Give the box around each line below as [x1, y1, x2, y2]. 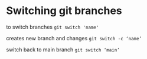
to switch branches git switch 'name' [6, 23, 99, 30]
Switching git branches [6, 4, 122, 18]
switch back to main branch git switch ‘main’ [6, 46, 120, 53]
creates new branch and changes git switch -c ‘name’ [6, 34, 142, 41]
